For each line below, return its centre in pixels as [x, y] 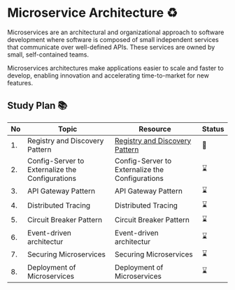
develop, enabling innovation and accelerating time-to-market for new [108, 75]
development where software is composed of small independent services [113, 39]
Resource [155, 129]
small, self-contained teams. [48, 55]
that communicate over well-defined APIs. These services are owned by [111, 47]
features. [20, 82]
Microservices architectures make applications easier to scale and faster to [115, 68]
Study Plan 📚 [37, 106]
